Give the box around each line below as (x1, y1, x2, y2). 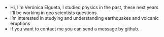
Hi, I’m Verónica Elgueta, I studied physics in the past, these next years (10, 5, 159, 10)
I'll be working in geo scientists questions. (10, 10, 98, 16)
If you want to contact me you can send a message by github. (10, 26, 140, 32)
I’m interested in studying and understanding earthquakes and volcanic (10, 15, 159, 21)
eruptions (10, 20, 30, 26)
